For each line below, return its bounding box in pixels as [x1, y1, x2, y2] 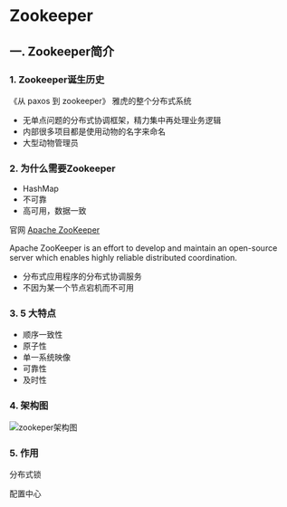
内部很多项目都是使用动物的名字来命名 [22, 126, 166, 137]
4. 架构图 [9, 399, 49, 412]
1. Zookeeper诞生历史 [9, 73, 105, 86]
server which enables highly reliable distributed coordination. [9, 253, 238, 263]
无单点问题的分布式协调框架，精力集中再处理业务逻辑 [22, 114, 222, 125]
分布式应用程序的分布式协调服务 [22, 271, 142, 282]
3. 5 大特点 [9, 307, 57, 320]
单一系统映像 [22, 352, 71, 363]
